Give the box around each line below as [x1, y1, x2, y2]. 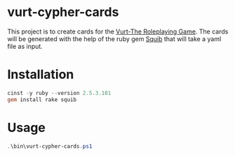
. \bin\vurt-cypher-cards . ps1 [7, 142, 93, 150]
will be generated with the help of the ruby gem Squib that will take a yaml [7, 34, 222, 43]
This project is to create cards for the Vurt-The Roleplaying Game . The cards [7, 27, 229, 36]
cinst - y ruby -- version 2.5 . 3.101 [7, 89, 112, 96]
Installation [7, 67, 74, 82]
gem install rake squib [7, 96, 77, 103]
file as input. [7, 42, 43, 50]
